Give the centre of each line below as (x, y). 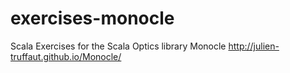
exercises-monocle (92, 18)
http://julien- (254, 46)
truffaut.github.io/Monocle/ (66, 56)
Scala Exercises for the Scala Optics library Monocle (118, 46)
